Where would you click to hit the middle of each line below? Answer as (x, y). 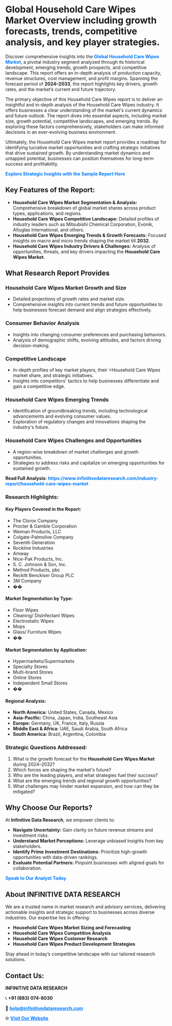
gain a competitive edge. (39, 386)
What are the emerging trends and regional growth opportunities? (82, 781)
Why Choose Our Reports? (49, 808)
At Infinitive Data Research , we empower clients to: (60, 820)
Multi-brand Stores (33, 672)
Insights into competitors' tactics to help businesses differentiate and (86, 381)
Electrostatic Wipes (33, 621)
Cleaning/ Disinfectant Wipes (44, 615)
